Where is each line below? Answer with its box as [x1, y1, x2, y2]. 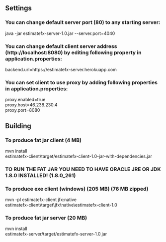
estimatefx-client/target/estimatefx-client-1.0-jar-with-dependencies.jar [5, 153, 153, 159]
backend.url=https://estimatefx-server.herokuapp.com [5, 66, 117, 72]
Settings [5, 4, 32, 12]
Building [5, 122, 31, 130]
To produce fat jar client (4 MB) [5, 137, 82, 144]
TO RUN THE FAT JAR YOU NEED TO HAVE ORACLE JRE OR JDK [5, 166, 161, 173]
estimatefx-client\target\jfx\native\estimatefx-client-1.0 [5, 202, 118, 208]
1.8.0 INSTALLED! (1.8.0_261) [5, 172, 76, 179]
